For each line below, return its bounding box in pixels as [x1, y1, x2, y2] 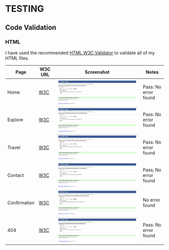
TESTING [5, 3, 44, 15]
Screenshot [84, 69, 110, 75]
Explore [7, 117, 24, 123]
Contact [7, 172, 24, 178]
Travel [7, 144, 21, 151]
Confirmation [7, 199, 35, 206]
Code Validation [5, 23, 56, 32]
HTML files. [5, 55, 29, 61]
